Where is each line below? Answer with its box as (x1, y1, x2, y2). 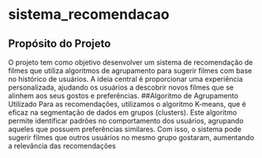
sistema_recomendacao (8, 6, 170, 24)
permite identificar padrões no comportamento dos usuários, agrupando (8, 116, 244, 125)
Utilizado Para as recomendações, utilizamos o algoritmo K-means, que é (8, 100, 247, 108)
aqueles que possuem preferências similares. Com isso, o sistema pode (8, 124, 242, 134)
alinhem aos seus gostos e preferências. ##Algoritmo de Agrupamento (8, 91, 239, 100)
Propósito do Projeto (8, 37, 111, 50)
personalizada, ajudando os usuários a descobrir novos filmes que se (8, 83, 234, 92)
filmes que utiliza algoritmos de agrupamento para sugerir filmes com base (8, 66, 253, 75)
